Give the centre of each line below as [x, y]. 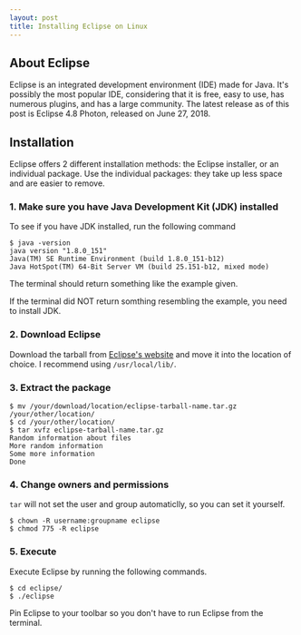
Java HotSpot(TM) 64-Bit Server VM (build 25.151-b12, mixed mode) [140, 267]
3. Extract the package [60, 387]
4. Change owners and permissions [89, 484]
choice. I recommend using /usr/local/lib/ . [93, 364]
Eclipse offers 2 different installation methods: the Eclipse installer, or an [144, 164]
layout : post [34, 18]
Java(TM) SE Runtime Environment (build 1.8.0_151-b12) [117, 259]
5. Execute [33, 552]
